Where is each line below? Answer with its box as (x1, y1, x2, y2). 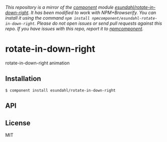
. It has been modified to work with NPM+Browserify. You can (28, 10, 156, 16)
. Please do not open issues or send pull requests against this (34, 20, 162, 26)
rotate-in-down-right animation (5, 60, 70, 66)
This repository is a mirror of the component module (5, 5, 114, 10)
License (5, 118, 31, 127)
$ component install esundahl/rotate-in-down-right (5, 88, 116, 93)
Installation (5, 75, 41, 83)
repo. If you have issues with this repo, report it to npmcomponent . (5, 26, 144, 32)
